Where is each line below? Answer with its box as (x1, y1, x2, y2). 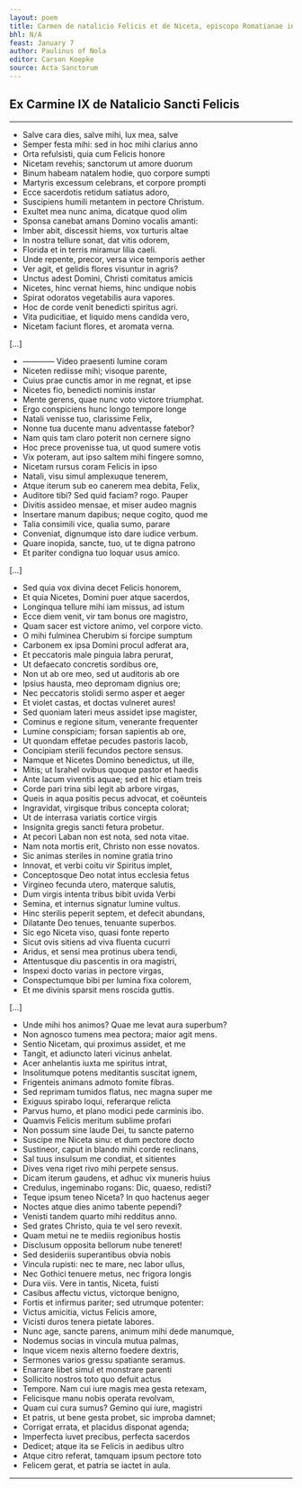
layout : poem (9, 13, 58, 23)
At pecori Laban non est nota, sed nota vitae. (22, 831, 190, 842)
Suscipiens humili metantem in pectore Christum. (22, 196, 205, 207)
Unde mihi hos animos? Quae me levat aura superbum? (22, 1019, 227, 1030)
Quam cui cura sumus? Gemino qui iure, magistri (22, 1402, 203, 1413)
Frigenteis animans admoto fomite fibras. (22, 1076, 174, 1087)
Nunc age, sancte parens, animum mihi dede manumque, (22, 1326, 235, 1337)
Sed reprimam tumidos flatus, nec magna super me (22, 1086, 213, 1097)
